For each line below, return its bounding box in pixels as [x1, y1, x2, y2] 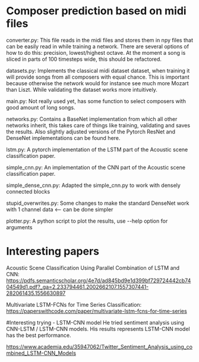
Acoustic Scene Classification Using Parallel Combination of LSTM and [6, 264, 180, 271]
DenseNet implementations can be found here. [6, 134, 121, 141]
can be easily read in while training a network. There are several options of [6, 43, 189, 50]
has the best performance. [6, 332, 71, 339]
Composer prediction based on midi [6, 4, 187, 18]
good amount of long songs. [6, 104, 75, 111]
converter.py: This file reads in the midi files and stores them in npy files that [6, 36, 193, 43]
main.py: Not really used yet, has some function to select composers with [6, 97, 186, 105]
